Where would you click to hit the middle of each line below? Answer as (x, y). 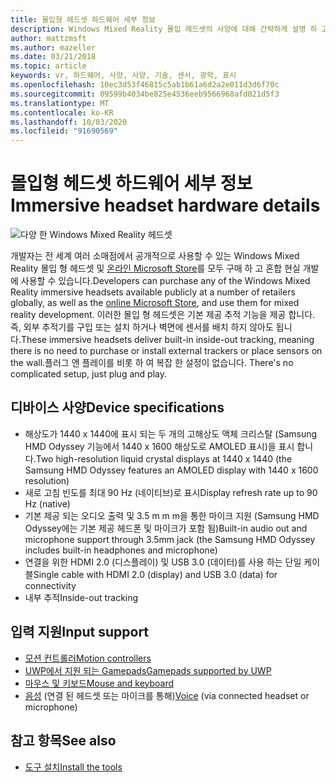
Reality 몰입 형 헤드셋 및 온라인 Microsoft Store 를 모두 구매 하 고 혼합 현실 (155, 268)
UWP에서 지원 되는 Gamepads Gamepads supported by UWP (148, 670)
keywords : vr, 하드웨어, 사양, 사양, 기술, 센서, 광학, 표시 (123, 76)
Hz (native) (47, 503)
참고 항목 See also (63, 741)
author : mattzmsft (48, 38)
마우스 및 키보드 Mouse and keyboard (99, 683)
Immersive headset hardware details (165, 205)
